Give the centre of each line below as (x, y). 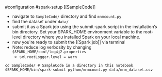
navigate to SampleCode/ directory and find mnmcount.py (67, 16)
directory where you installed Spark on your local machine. (81, 37)
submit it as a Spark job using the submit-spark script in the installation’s (84, 27)
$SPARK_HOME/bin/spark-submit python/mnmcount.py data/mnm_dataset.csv (79, 70)
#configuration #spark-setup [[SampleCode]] (50, 7)
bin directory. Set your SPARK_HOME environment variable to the (77, 32)
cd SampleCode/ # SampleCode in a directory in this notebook (69, 65)
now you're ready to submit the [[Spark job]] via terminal (69, 42)
